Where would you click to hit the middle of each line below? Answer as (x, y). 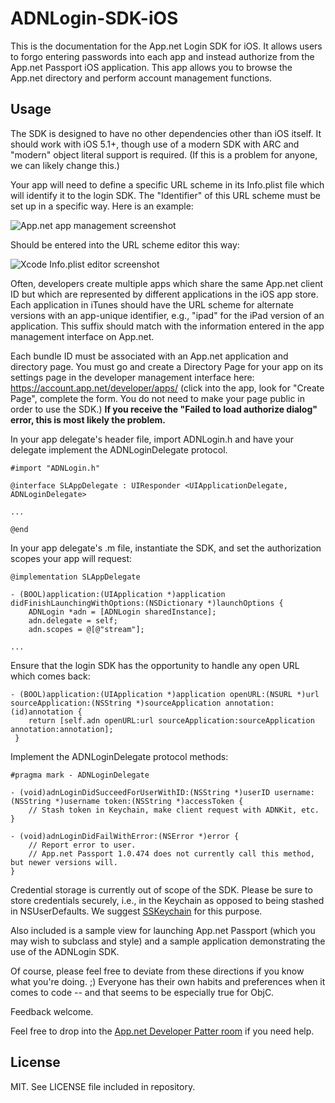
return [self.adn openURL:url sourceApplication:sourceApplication (171, 720)
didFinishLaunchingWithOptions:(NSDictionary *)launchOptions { (147, 603)
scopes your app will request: (71, 558)
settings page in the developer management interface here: (132, 377)
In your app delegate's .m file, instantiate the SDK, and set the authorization (166, 548)
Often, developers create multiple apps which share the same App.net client (166, 283)
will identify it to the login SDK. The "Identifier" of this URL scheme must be (165, 195)
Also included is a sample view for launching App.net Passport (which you (163, 930)
